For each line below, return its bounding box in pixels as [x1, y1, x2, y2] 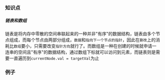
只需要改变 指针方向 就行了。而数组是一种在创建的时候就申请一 [33, 43, 157, 49]
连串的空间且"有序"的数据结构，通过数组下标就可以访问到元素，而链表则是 [5, 49, 156, 55]
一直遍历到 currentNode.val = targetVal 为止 [9, 55, 99, 61]
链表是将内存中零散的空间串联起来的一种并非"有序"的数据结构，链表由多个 [5, 30, 156, 36]
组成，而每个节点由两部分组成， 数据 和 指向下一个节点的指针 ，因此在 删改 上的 [9, 37, 156, 43]
